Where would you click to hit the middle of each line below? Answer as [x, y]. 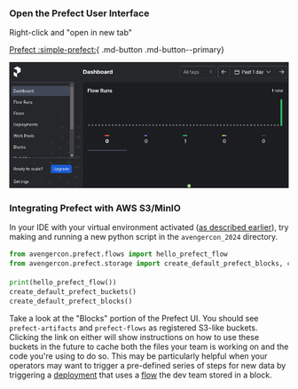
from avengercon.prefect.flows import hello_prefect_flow [118, 254]
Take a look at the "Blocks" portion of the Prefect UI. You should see [134, 318]
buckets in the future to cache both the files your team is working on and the [149, 346]
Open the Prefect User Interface [79, 13]
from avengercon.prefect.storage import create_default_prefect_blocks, [146, 264]
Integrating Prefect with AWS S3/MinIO [95, 208]
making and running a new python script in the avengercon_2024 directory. [144, 237]
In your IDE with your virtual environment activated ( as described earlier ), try [149, 227]
